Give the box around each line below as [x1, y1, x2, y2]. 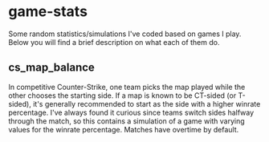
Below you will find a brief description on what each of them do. [8, 37, 220, 47]
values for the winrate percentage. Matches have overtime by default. [8, 124, 239, 134]
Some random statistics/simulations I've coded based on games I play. [8, 29, 242, 39]
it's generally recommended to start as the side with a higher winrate [33, 99, 261, 108]
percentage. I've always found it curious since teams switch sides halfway [8, 108, 255, 117]
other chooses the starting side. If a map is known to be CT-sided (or [8, 91, 237, 100]
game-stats [8, 2, 88, 21]
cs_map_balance [8, 61, 95, 75]
